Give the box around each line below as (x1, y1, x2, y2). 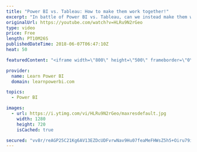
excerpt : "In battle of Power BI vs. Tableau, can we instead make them (6, 14, 188, 20)
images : (6, 105, 25, 111)
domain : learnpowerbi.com (11, 78, 75, 85)
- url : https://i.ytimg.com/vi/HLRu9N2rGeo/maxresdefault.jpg (11, 110, 167, 116)
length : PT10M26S (6, 36, 49, 42)
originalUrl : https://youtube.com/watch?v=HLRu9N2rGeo (6, 19, 143, 25)
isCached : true (16, 127, 54, 133)
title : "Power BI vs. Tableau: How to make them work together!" (6, 8, 169, 15)
